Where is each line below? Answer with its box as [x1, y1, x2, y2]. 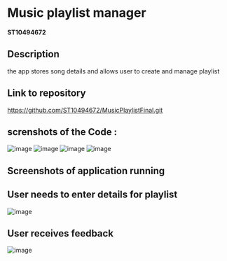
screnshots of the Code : [7, 126, 118, 138]
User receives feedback [7, 227, 114, 239]
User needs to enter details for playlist [7, 189, 178, 201]
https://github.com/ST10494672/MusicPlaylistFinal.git [7, 106, 163, 114]
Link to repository [7, 87, 86, 99]
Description [7, 48, 60, 60]
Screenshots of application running [7, 164, 165, 176]
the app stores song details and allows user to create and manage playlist [7, 66, 220, 75]
